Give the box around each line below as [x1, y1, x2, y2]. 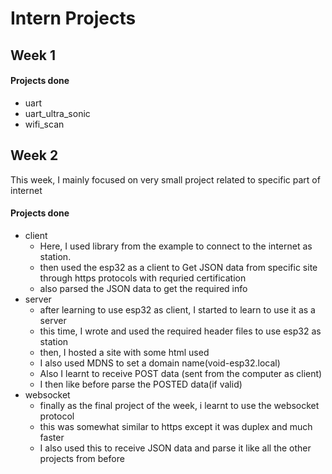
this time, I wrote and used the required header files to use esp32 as [39, 325, 322, 337]
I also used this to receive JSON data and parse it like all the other [39, 442, 312, 454]
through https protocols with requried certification [39, 272, 247, 284]
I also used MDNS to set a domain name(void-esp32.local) [39, 357, 281, 369]
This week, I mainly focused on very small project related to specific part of [10, 173, 321, 186]
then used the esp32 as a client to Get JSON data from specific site [39, 261, 318, 273]
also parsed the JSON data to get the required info [39, 282, 248, 294]
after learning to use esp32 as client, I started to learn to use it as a [39, 303, 316, 316]
